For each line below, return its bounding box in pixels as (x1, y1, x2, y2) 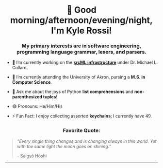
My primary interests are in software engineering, (21, 42, 142, 49)
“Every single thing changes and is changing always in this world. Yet (16, 138, 157, 144)
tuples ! (43, 94, 58, 100)
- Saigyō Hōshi (16, 153, 47, 159)
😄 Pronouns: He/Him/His (12, 103, 63, 109)
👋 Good (66, 4, 97, 16)
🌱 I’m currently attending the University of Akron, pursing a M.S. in (12, 74, 146, 80)
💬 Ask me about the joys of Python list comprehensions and (12, 89, 133, 94)
